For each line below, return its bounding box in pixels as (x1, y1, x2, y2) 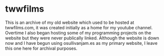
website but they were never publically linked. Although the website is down (5, 35, 159, 41)
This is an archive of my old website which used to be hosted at (5, 19, 134, 25)
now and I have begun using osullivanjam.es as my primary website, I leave (5, 40, 158, 46)
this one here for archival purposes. (5, 45, 78, 51)
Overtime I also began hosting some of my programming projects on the (5, 30, 152, 36)
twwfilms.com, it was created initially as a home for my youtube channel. (5, 24, 153, 30)
